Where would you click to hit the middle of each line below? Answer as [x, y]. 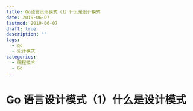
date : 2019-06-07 [28, 17]
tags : [13, 40]
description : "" [27, 34]
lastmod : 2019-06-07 [32, 23]
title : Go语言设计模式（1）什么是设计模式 [53, 12]
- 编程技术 [24, 62]
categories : [21, 57]
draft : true [21, 29]
